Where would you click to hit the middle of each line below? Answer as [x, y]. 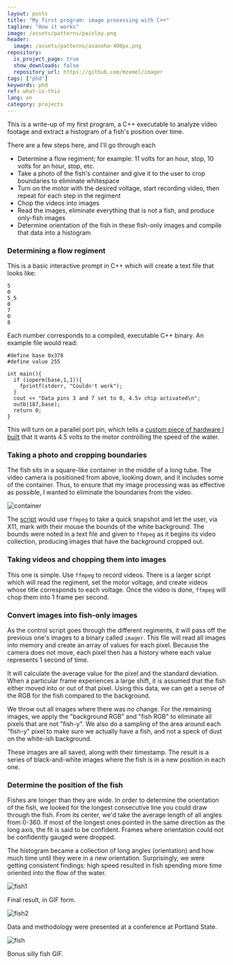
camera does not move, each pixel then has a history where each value [109, 653]
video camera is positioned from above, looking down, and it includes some [115, 477]
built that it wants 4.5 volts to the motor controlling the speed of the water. [113, 437]
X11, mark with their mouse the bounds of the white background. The [106, 527]
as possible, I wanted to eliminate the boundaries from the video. [100, 493]
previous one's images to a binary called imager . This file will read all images [116, 638]
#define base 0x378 [35, 356]
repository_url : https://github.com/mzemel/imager [88, 72]
